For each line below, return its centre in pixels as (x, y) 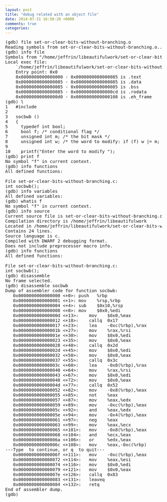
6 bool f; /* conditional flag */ (52, 132)
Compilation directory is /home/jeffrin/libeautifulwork (76, 221)
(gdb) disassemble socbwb (37, 286)
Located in (18, 226)
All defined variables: (34, 196)
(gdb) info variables (32, 191)
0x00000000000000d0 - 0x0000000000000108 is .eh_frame (84, 97)
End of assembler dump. (34, 490)
